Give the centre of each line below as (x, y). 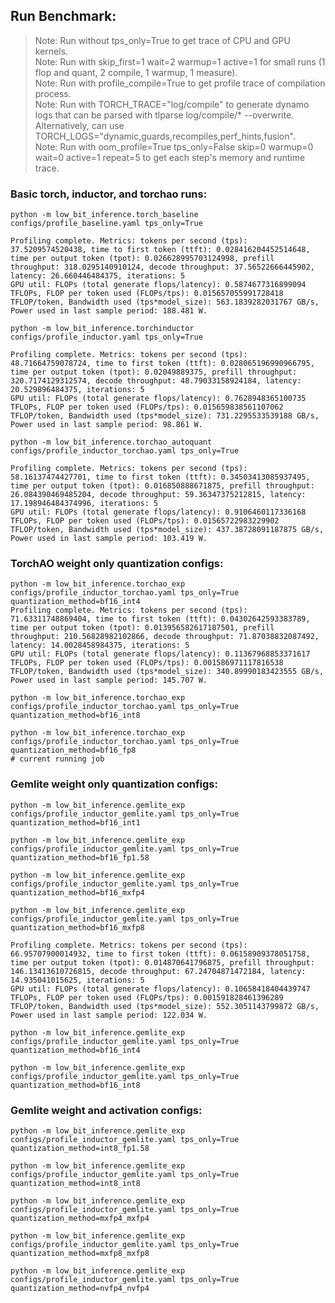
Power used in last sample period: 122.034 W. (109, 1015)
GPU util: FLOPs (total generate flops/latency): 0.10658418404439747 (160, 989)
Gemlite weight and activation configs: (106, 1110)
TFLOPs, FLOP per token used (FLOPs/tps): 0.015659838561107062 (147, 407)
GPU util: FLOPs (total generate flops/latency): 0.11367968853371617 (160, 654)
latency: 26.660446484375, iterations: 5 (98, 276)
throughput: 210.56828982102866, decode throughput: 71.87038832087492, (165, 637)
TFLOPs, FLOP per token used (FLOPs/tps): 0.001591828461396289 (147, 997)
